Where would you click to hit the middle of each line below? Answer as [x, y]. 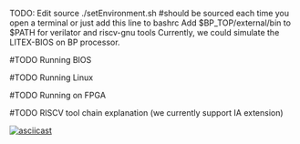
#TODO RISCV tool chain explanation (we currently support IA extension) [147, 113]
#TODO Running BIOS [51, 60]
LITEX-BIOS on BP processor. [65, 42]
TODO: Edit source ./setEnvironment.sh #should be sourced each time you [150, 13]
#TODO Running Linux [52, 77]
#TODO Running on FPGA [58, 95]
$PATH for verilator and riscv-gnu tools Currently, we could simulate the [145, 32]
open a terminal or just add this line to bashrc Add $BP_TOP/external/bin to [150, 23]
